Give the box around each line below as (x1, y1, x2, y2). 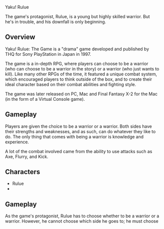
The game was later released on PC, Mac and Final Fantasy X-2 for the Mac (5, 91, 158, 97)
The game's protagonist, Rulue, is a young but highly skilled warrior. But (5, 14, 150, 19)
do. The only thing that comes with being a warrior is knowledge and (5, 134, 144, 139)
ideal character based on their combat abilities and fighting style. (5, 81, 136, 87)
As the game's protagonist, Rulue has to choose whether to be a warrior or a (5, 213, 160, 219)
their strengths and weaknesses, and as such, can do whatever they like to (5, 128, 156, 134)
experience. (5, 139, 29, 145)
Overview (5, 33, 36, 41)
